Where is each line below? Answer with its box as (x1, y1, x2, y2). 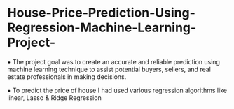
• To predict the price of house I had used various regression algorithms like (7, 86, 228, 94)
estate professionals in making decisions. (7, 72, 127, 81)
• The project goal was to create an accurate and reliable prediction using (7, 57, 221, 66)
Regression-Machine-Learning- (7, 20, 197, 36)
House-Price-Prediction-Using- (7, 5, 196, 21)
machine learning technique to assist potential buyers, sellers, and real (7, 65, 212, 73)
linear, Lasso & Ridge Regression (7, 93, 102, 102)
